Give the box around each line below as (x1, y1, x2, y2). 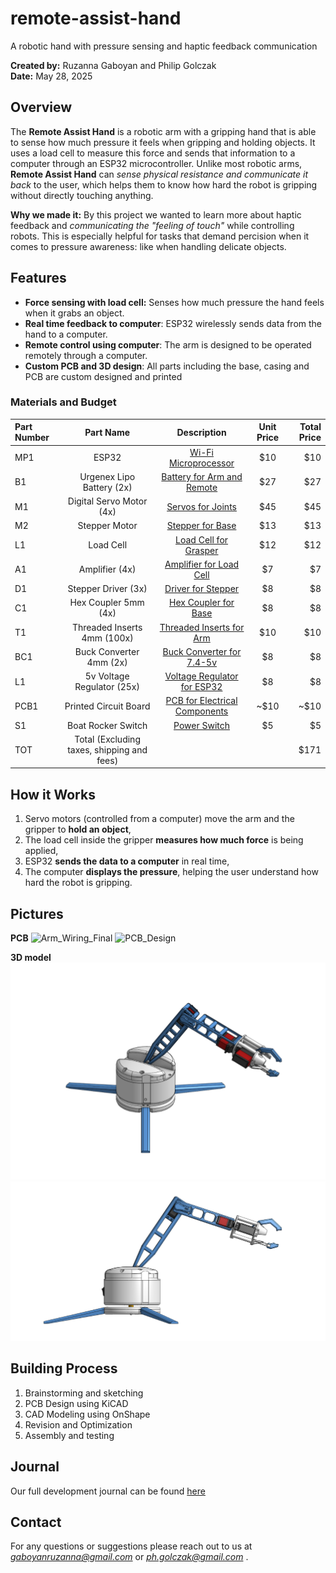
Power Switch (173, 719, 231, 731)
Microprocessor (169, 457, 235, 469)
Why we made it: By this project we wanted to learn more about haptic (10, 208, 302, 221)
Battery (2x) (82, 481, 133, 493)
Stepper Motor (77, 520, 138, 532)
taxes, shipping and (67, 743, 148, 756)
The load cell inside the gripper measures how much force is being (24, 834, 304, 846)
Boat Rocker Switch (67, 719, 148, 731)
